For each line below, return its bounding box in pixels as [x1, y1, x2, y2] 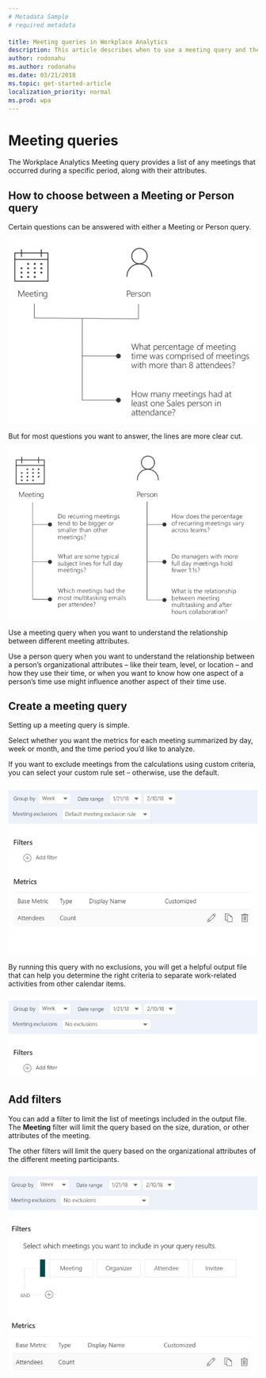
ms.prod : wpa [8, 96, 51, 104]
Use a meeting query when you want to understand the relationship [8, 628, 228, 637]
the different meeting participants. [8, 1154, 120, 1164]
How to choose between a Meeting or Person [8, 188, 235, 202]
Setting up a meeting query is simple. [8, 720, 130, 730]
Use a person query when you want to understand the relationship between [8, 651, 255, 661]
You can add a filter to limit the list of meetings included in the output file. [8, 1114, 247, 1123]
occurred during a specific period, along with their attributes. [8, 166, 207, 176]
